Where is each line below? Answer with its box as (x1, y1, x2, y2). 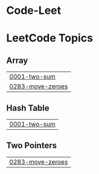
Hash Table (6, 103, 49, 113)
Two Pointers (6, 140, 57, 151)
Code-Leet (6, 4, 62, 18)
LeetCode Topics (6, 31, 94, 45)
